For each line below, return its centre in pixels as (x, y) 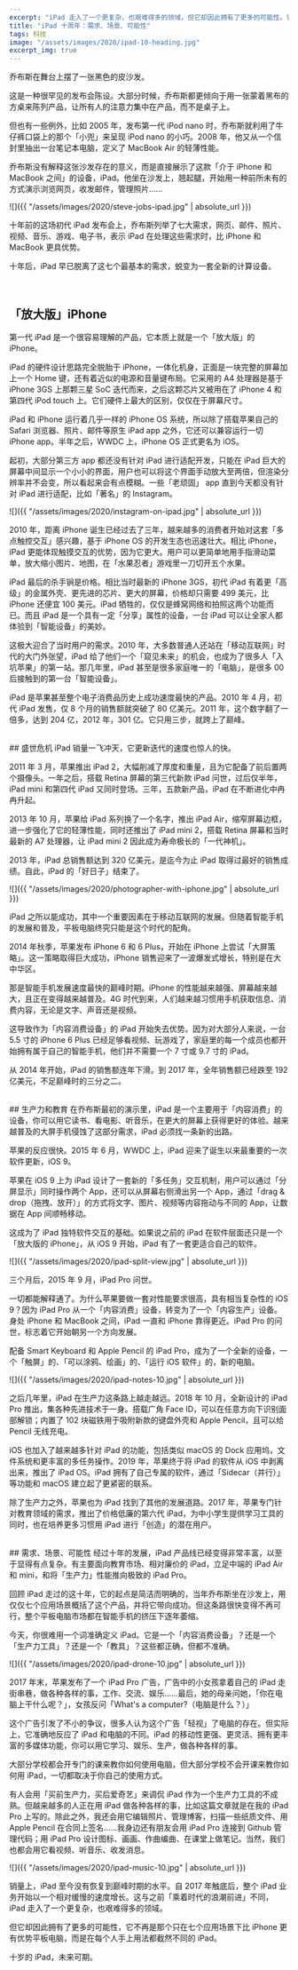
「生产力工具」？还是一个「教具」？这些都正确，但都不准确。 (122, 1646)
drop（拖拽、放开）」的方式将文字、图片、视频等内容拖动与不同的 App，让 (145, 1202)
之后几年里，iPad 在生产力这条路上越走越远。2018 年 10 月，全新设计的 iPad (149, 1398)
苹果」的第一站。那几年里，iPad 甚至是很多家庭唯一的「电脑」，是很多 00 (150, 667)
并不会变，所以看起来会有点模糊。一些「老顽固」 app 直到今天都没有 (150, 482)
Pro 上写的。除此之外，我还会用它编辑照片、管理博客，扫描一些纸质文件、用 (149, 1816)
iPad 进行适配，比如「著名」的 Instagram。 (98, 493)
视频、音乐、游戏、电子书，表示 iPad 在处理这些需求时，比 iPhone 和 (135, 236)
